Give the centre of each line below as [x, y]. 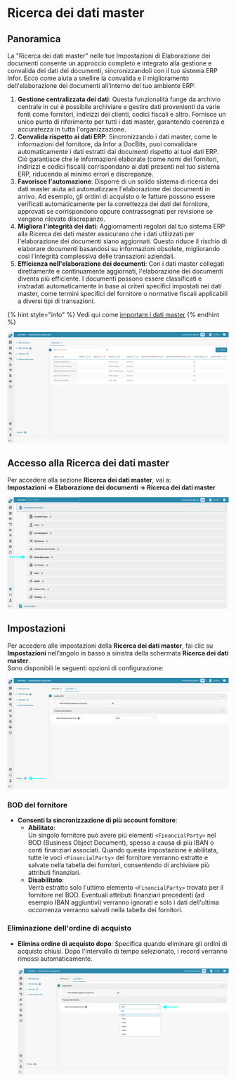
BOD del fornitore [38, 805]
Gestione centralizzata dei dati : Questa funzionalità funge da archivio [119, 99]
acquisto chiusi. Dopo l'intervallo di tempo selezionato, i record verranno [123, 951]
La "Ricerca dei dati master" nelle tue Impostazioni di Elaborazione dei [109, 56]
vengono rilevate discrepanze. [61, 219]
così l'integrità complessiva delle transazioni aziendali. [96, 256]
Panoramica [34, 39]
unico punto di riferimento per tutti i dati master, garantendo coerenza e [121, 122]
